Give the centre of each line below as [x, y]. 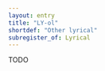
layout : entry [32, 15]
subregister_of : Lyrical [49, 37]
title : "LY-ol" [33, 23]
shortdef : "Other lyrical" [53, 30]
